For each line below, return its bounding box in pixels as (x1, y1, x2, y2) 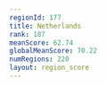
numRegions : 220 (9, 55, 69, 64)
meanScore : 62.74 (9, 38, 74, 47)
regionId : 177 (9, 13, 62, 22)
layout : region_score (9, 64, 90, 73)
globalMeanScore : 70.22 (9, 47, 98, 56)
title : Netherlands (9, 21, 82, 30)
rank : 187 (9, 30, 46, 39)
